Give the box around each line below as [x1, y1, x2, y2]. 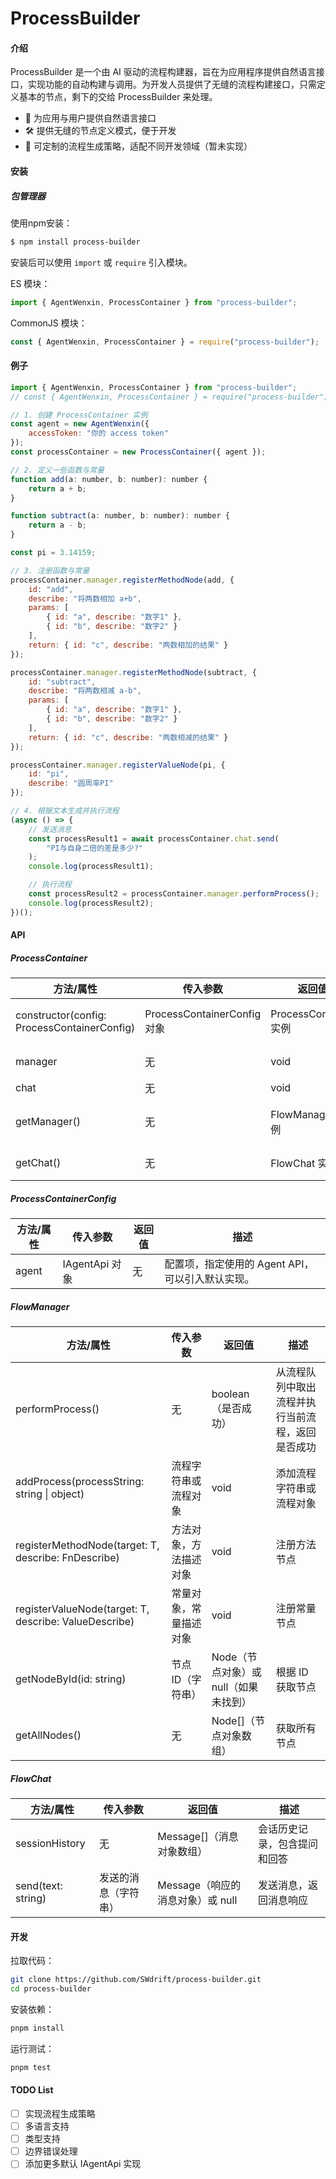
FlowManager [10, 1300, 70, 1312]
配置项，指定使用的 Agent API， [164, 1257, 315, 1271]
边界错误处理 [24, 2145, 78, 2157]
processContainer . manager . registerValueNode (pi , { [10, 760, 226, 770]
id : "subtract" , [28, 677, 97, 687]
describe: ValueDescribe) [15, 1615, 135, 1629]
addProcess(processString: [15, 1475, 145, 1489]
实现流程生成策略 [24, 2108, 96, 2120]
